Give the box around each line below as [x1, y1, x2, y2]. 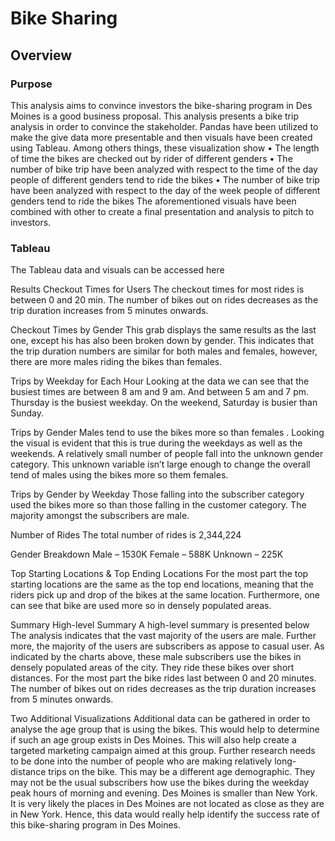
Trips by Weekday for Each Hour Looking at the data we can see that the [10, 375, 310, 387]
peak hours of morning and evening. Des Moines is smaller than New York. [10, 787, 318, 799]
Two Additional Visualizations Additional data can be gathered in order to [10, 713, 311, 725]
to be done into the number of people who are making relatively [10, 755, 273, 767]
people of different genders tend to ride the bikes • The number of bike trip [10, 173, 320, 186]
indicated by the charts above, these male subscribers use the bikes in [10, 651, 302, 663]
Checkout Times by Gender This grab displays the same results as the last [10, 324, 317, 336]
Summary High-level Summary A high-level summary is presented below [10, 619, 310, 631]
